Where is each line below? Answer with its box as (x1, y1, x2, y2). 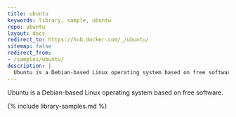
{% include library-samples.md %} (7, 102, 107, 110)
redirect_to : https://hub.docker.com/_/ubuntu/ (7, 36, 150, 43)
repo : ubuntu (7, 23, 46, 30)
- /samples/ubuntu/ (7, 56, 65, 63)
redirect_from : (7, 50, 52, 57)
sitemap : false (7, 43, 52, 50)
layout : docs (7, 29, 46, 37)
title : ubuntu (7, 10, 49, 18)
